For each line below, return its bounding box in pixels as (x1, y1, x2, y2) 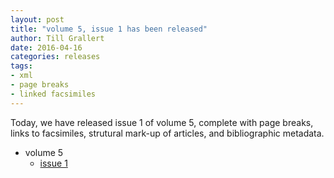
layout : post (10, 14, 65, 25)
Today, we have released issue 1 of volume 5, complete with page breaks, (10, 116, 314, 128)
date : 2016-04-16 (10, 42, 83, 53)
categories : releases (10, 52, 101, 62)
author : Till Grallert (10, 33, 105, 43)
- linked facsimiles (10, 89, 97, 99)
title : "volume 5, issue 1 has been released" (10, 24, 208, 34)
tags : (10, 61, 33, 71)
